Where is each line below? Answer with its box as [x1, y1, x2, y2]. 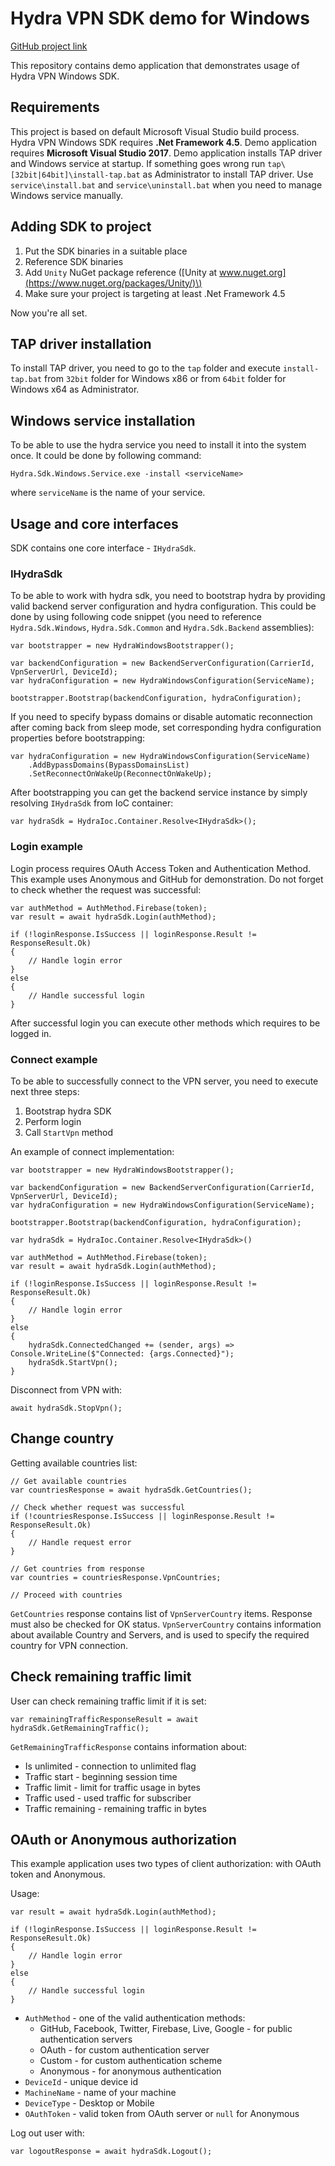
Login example [10, 840, 83, 854]
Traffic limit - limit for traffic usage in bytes [24, 1781, 202, 1793]
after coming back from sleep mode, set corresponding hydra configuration [10, 722, 322, 734]
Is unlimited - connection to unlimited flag [24, 1760, 197, 1772]
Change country [10, 1430, 115, 1447]
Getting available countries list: [10, 1457, 138, 1469]
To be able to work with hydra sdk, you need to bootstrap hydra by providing [10, 590, 326, 602]
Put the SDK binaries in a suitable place [24, 245, 188, 257]
